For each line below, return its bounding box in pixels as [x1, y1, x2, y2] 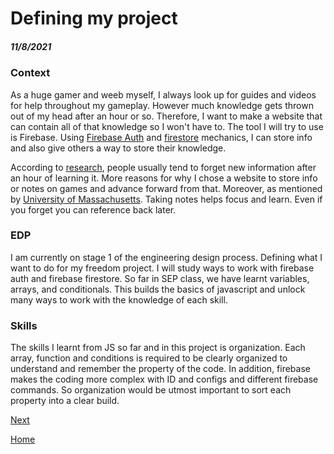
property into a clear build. [10, 395, 120, 407]
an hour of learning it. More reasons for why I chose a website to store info [10, 172, 318, 184]
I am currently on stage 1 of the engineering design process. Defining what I [10, 251, 323, 263]
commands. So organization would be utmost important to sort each [10, 384, 292, 396]
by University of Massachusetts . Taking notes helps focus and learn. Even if [10, 193, 323, 205]
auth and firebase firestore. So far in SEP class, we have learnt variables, [10, 272, 310, 284]
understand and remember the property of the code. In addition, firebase [10, 363, 311, 375]
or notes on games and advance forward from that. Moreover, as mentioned [10, 182, 323, 194]
